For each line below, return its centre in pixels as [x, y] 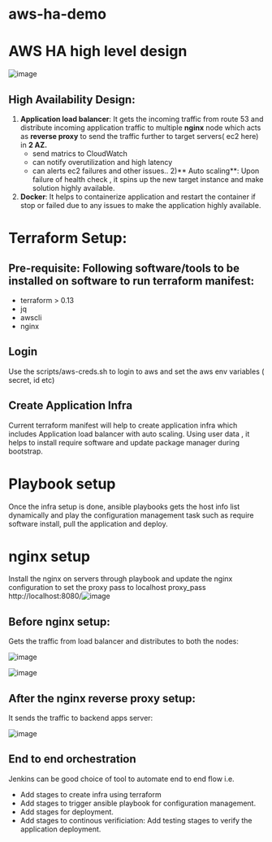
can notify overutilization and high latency [102, 162]
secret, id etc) [32, 380]
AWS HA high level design [98, 52]
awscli [31, 317]
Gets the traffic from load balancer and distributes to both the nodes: [124, 641]
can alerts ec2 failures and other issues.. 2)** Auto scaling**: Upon [146, 171]
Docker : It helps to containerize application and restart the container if [138, 197]
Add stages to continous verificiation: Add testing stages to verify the [136, 820]
